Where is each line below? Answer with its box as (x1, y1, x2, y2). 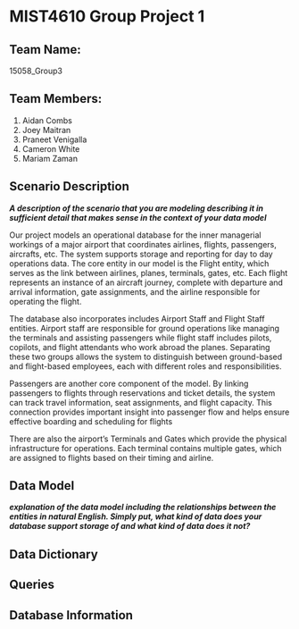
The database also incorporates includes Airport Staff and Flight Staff (9, 313, 265, 323)
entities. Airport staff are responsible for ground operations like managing (9, 323, 279, 333)
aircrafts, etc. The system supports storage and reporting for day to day (9, 248, 274, 259)
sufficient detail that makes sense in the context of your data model (9, 212, 267, 222)
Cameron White (21, 143, 80, 154)
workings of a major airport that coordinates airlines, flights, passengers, (9, 239, 277, 249)
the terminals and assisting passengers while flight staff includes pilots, (9, 332, 272, 343)
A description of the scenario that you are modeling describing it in (9, 203, 264, 214)
